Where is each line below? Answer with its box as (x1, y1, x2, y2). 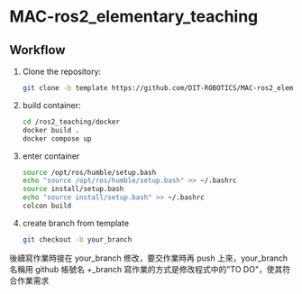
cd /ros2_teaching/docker (22, 117, 120, 126)
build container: (22, 99, 81, 110)
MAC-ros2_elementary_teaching (9, 6, 259, 27)
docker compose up (22, 133, 92, 143)
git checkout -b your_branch (22, 234, 133, 244)
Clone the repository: (22, 66, 102, 77)
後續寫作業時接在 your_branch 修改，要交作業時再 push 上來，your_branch (9, 253, 288, 263)
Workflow (9, 42, 66, 58)
